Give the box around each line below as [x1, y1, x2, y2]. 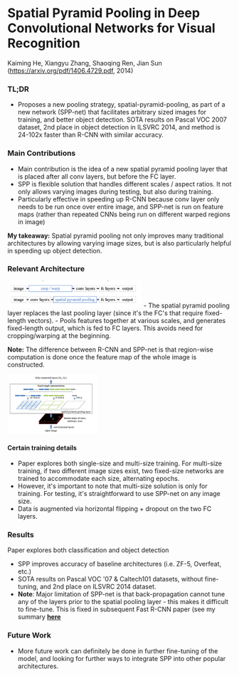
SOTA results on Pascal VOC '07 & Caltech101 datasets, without [17, 575, 203, 583]
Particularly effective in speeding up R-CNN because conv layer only [17, 194, 220, 204]
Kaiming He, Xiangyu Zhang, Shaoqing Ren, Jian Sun [7, 58, 162, 67]
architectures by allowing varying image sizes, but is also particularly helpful [7, 238, 231, 247]
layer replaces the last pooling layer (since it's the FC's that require [7, 308, 204, 317]
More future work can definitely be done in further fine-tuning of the [17, 646, 218, 655]
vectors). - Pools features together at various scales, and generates [27, 316, 226, 324]
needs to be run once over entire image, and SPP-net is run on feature [17, 202, 224, 211]
